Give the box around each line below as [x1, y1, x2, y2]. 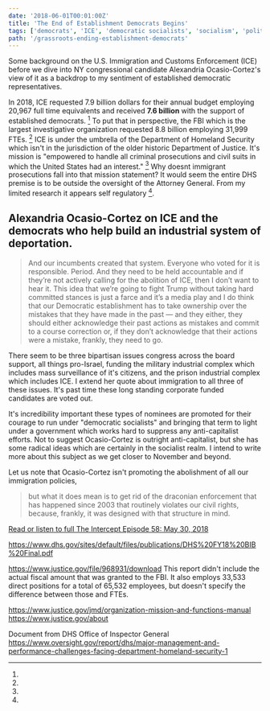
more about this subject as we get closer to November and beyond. [8, 451, 231, 461]
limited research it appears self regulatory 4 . [8, 187, 155, 198]
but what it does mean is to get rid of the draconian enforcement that [27, 491, 257, 501]
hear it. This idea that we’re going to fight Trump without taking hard [27, 283, 254, 294]
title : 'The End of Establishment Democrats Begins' [8, 19, 189, 27]
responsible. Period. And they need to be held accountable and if [27, 266, 243, 276]
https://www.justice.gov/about [8, 613, 108, 623]
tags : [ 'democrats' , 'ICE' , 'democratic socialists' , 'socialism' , [8, 27, 239, 35]
